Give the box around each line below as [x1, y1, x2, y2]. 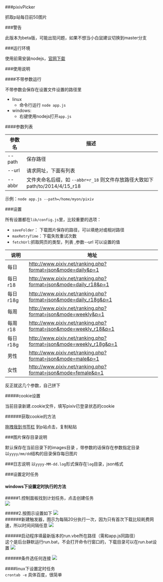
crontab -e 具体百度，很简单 [5, 572, 62, 578]
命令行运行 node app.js [19, 102, 66, 108]
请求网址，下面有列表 [26, 168, 75, 174]
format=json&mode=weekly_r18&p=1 [29, 326, 115, 332]
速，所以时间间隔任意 [5, 523, 48, 528]
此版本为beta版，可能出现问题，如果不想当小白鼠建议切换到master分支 [5, 35, 147, 40]
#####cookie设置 [5, 393, 41, 398]
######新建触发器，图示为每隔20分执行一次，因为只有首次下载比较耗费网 [5, 516, 154, 523]
